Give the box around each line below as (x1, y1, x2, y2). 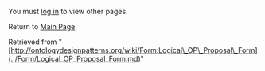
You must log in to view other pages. (8, 7, 129, 16)
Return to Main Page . (8, 22, 78, 31)
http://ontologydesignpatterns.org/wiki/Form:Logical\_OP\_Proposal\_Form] (10, 46, 258, 54)
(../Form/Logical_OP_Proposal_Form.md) (8, 54, 141, 63)
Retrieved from (8, 37, 57, 47)
